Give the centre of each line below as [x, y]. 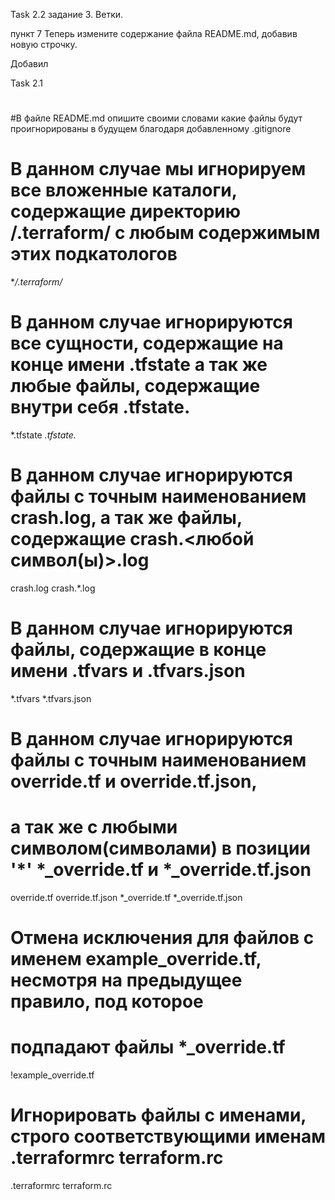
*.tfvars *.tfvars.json [51, 698]
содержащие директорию [126, 211]
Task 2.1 [26, 83]
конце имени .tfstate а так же [139, 365]
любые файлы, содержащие [135, 386]
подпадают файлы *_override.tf [148, 1047]
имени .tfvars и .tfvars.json [128, 671]
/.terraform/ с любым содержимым [165, 233]
